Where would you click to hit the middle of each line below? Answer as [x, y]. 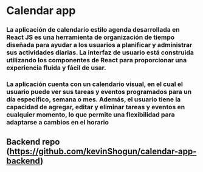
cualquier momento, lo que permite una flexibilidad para [91, 115]
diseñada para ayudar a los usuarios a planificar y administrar [99, 45]
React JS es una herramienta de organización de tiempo [91, 37]
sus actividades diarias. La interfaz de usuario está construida [100, 52]
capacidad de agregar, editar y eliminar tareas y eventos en [96, 107]
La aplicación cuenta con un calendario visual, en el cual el [95, 84]
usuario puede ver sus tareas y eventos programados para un [99, 92]
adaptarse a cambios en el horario [58, 123]
